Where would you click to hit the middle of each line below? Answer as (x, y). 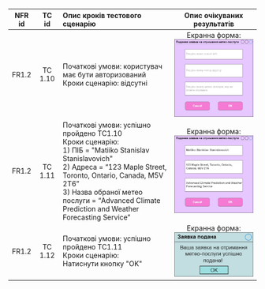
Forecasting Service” (97, 217)
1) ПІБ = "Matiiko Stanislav (106, 150)
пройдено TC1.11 (92, 247)
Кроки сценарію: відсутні (105, 83)
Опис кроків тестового (102, 15)
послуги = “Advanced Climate (112, 200)
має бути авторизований (105, 74)
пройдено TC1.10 (92, 133)
